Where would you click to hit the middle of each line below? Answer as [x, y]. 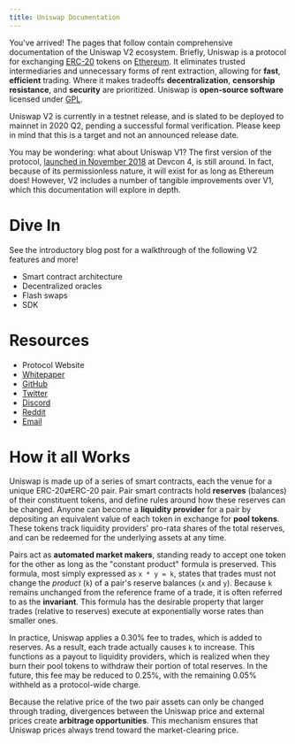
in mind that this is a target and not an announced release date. [124, 134]
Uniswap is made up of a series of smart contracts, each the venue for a [140, 481]
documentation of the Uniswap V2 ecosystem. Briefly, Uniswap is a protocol [148, 52]
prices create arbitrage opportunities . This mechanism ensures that [134, 721]
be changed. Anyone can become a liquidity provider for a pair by [130, 510]
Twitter [35, 393]
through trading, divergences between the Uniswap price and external [137, 711]
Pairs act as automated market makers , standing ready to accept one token [148, 555]
